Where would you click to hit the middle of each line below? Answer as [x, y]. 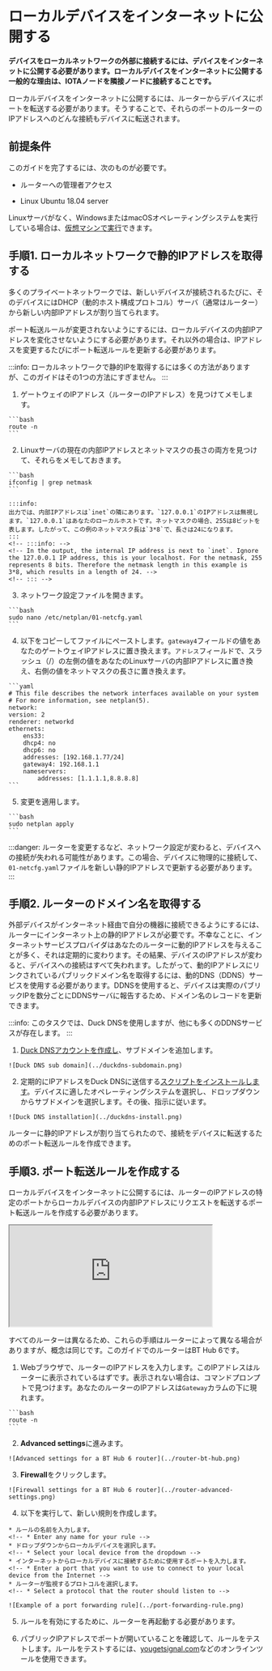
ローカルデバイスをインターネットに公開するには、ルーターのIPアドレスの [132, 1193]
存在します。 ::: [47, 1033]
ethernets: [27, 729]
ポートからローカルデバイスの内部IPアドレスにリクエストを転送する [136, 1202]
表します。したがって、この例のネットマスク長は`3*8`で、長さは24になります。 [123, 529]
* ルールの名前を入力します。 [51, 1530]
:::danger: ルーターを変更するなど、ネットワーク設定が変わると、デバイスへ [135, 847]
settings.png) [32, 1497]
